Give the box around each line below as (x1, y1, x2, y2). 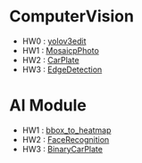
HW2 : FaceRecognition (21, 134, 110, 144)
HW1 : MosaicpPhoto (21, 45, 100, 55)
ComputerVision (9, 6, 134, 27)
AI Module (9, 95, 88, 116)
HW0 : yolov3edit (21, 36, 87, 46)
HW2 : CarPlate (21, 54, 79, 65)
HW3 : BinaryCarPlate (21, 143, 103, 154)
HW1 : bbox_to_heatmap (21, 125, 112, 135)
